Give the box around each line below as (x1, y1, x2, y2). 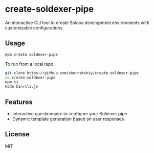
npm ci (5, 79, 19, 84)
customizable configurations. (5, 25, 64, 30)
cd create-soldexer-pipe (5, 75, 56, 80)
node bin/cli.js (5, 84, 38, 89)
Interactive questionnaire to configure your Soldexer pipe (12, 110, 128, 116)
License (5, 130, 30, 138)
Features (5, 98, 33, 106)
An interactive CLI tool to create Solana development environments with (5, 20, 150, 25)
